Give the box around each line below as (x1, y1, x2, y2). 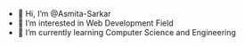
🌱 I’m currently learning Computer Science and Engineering (17, 27, 236, 37)
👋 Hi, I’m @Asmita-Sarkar (17, 9, 111, 19)
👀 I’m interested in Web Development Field (17, 18, 174, 28)
